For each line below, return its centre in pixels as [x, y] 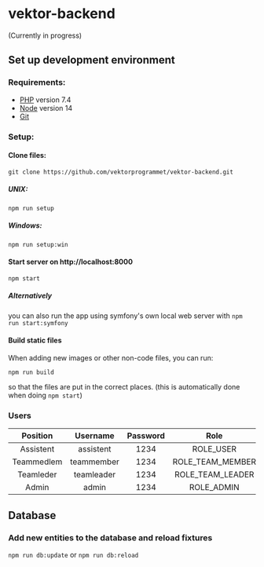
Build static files [35, 340]
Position [37, 436]
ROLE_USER [214, 449]
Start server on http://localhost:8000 [71, 262]
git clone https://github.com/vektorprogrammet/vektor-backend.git [121, 172]
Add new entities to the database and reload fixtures [110, 537]
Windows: [25, 225]
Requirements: [37, 82]
